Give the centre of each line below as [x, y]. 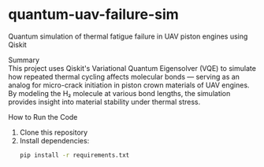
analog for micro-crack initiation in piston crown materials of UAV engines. [129, 85]
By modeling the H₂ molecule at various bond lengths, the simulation [119, 93]
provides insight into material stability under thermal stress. [104, 102]
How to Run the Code [43, 117]
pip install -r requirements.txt [74, 155]
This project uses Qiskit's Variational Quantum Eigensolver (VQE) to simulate [132, 68]
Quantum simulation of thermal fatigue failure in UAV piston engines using [128, 36]
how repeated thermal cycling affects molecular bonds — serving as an [124, 76]
